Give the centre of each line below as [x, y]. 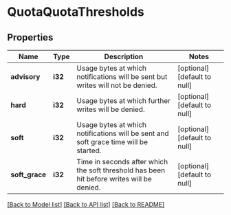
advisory [25, 77]
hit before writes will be [114, 179]
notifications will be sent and [123, 133]
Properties [30, 37]
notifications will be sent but [122, 77]
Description [124, 57]
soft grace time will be [112, 142]
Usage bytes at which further [123, 101]
